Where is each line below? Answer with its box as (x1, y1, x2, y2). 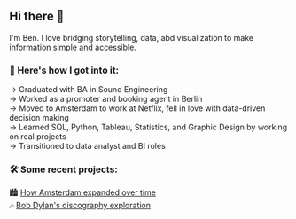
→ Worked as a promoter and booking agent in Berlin (9, 94, 203, 105)
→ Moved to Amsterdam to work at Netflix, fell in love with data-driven (9, 103, 266, 113)
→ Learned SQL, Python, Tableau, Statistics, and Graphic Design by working (9, 121, 288, 133)
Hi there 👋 (9, 9, 65, 24)
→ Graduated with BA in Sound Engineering (9, 84, 168, 95)
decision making (9, 113, 69, 123)
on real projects (9, 131, 66, 142)
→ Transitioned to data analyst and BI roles (9, 141, 166, 152)
